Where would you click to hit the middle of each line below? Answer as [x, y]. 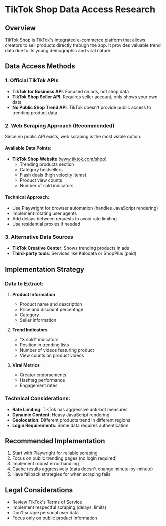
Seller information [38, 320]
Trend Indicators [30, 330]
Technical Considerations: [38, 398]
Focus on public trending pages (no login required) [65, 458]
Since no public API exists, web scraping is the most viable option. [73, 136]
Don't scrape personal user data [45, 513]
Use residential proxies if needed [46, 224]
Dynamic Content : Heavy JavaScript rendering [61, 415]
